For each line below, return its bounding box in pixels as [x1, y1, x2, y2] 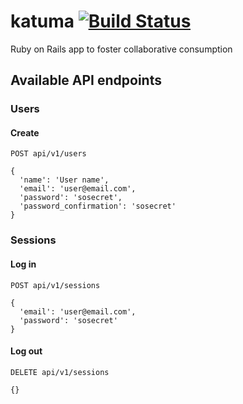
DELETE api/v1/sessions [10, 367, 110, 377]
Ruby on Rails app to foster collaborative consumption [10, 43, 233, 55]
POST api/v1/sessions [10, 280, 101, 290]
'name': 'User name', [19, 175, 110, 185]
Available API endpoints [10, 72, 162, 89]
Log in [10, 258, 37, 270]
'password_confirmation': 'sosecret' [19, 201, 177, 212]
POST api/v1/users [10, 149, 87, 159]
